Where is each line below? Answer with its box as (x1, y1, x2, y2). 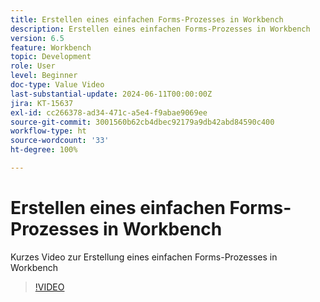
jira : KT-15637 (10, 98, 74, 108)
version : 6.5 (10, 33, 65, 43)
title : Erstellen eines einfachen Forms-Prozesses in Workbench (10, 14, 284, 25)
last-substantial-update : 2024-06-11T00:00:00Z (10, 89, 213, 99)
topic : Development (10, 52, 92, 62)
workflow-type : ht (10, 126, 87, 136)
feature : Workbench (10, 42, 92, 53)
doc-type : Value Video (10, 80, 105, 90)
